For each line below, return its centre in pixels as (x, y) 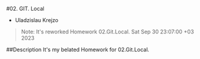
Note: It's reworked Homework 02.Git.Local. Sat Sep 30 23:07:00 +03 (108, 32)
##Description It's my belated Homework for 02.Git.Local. (78, 49)
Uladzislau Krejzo (36, 20)
